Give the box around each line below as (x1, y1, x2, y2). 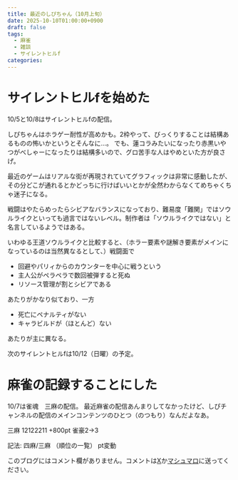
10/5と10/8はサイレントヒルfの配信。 (7, 115, 116, 123)
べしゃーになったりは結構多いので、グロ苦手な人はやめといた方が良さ (19, 148, 226, 156)
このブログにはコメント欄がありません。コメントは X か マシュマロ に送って (7, 456, 224, 464)
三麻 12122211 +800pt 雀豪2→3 (7, 426, 99, 434)
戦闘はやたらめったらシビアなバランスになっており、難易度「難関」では (7, 205, 219, 213)
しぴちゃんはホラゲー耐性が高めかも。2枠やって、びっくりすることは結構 (7, 130, 223, 138)
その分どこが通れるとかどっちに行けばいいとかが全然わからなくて (7, 180, 201, 189)
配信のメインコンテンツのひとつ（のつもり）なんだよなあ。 (38, 411, 213, 419)
